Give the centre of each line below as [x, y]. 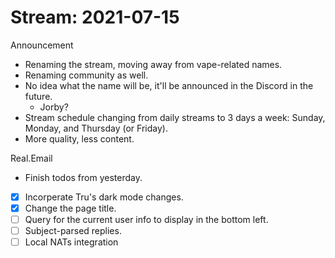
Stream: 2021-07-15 [95, 17]
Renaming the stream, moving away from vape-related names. [153, 64]
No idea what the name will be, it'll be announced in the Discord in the [169, 85]
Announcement [42, 45]
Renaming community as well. [86, 75]
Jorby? [54, 107]
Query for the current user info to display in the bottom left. [146, 220]
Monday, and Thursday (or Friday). [96, 128]
